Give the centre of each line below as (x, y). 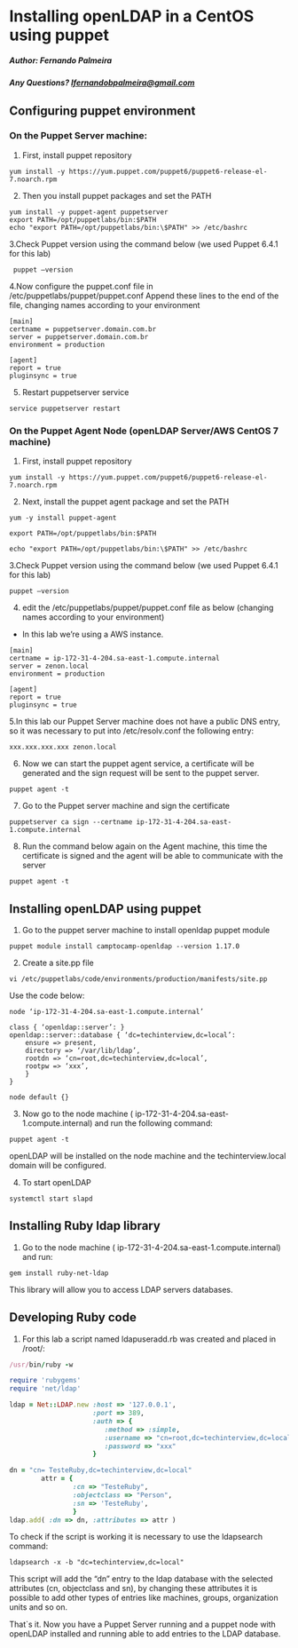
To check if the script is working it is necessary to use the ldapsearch (136, 1537)
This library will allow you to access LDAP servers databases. (121, 1289)
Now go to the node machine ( (78, 1113)
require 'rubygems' (45, 1381)
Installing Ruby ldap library (85, 1226)
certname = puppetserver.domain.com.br (83, 329)
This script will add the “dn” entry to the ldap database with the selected (141, 1579)
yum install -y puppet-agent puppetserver (89, 212)
